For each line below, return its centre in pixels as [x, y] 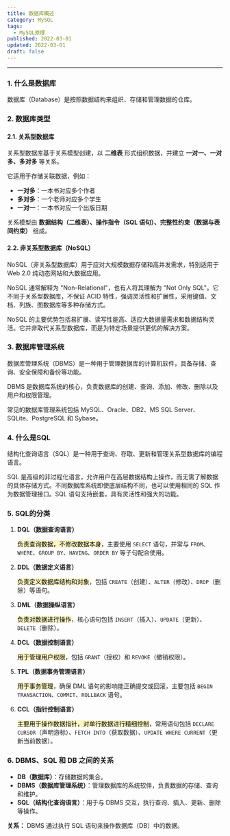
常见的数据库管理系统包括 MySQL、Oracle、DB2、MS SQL [90, 409]
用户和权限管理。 [31, 395]
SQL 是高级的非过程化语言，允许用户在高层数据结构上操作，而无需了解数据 [113, 477]
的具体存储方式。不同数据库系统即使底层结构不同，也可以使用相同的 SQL [110, 485]
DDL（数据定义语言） [47, 567]
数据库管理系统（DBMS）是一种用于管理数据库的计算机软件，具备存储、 [109, 363]
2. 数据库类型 [29, 119]
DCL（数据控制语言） [47, 643]
